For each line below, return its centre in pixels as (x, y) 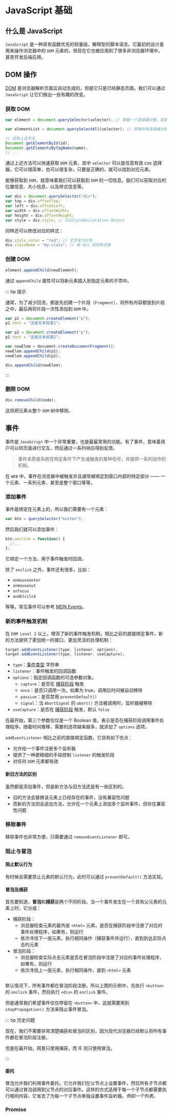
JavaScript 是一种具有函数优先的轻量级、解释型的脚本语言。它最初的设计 (82, 44)
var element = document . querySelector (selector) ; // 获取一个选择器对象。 (83, 120)
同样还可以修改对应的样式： (35, 230)
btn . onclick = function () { (35, 539)
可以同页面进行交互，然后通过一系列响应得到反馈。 (63, 448)
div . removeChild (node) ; (31, 400)
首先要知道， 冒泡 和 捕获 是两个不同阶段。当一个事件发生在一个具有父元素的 (84, 902)
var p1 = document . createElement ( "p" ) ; (48, 318)
